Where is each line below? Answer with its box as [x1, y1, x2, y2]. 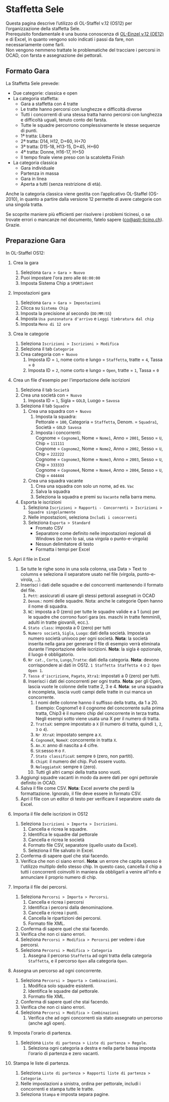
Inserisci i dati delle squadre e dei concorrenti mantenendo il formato [20, 581, 163, 587]
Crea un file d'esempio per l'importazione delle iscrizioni [13, 377, 130, 383]
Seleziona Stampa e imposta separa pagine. [20, 1091, 110, 1097]
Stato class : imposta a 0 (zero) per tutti [28, 624, 111, 630]
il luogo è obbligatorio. [28, 651, 75, 657]
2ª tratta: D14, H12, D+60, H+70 [20, 138, 86, 144]
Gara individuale [20, 165, 55, 171]
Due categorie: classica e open [13, 90, 77, 96]
